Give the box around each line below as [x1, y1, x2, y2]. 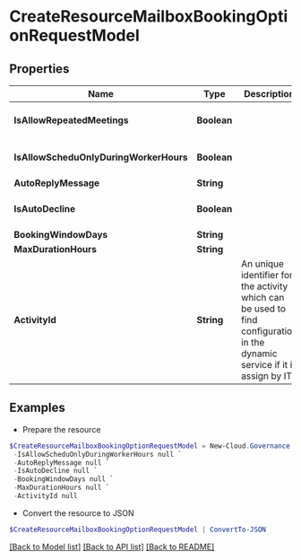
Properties [9, 61, 70, 76]
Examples [9, 400, 65, 416]
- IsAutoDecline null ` [13, 467, 99, 476]
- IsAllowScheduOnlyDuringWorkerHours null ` [13, 450, 182, 459]
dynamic [240, 347, 278, 360]
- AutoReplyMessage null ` [13, 458, 110, 468]
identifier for [240, 269, 294, 281]
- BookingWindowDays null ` [13, 475, 115, 484]
